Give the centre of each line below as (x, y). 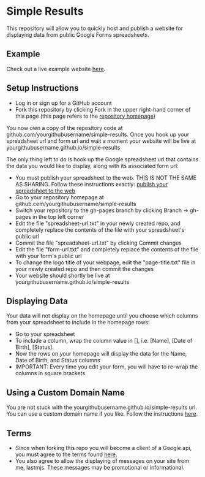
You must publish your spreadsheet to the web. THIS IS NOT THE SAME (106, 177)
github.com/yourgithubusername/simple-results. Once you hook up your (98, 134)
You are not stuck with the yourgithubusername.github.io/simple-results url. (102, 407)
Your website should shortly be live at (62, 275)
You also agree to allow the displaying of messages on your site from (102, 461)
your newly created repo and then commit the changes (84, 269)
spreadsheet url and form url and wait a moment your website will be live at (101, 141)
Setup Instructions (43, 88)
